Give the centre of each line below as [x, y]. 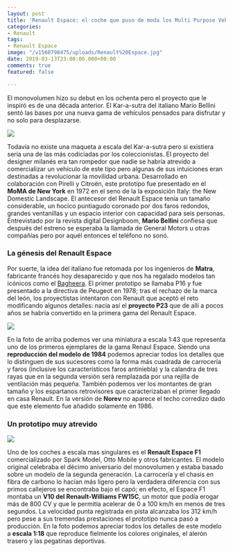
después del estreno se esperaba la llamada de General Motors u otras [109, 228]
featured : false [31, 72]
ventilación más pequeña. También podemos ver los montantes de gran [110, 384]
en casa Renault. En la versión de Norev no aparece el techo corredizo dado [116, 398]
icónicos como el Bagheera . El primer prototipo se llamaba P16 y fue [105, 283]
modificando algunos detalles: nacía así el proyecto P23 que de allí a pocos [115, 305]
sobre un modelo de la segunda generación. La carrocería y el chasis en [110, 475]
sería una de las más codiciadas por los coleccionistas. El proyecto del [108, 154]
